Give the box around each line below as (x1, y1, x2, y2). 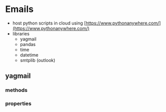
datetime (20, 51, 39, 58)
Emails (5, 3, 34, 15)
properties (5, 100, 32, 107)
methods (5, 86, 28, 93)
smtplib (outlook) (20, 57, 55, 63)
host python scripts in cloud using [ (12, 20, 86, 26)
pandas (20, 41, 36, 47)
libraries (12, 30, 30, 36)
